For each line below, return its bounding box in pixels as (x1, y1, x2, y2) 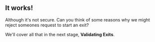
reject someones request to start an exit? (5, 22, 89, 28)
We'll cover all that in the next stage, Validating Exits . (5, 31, 115, 37)
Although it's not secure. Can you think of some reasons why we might (5, 17, 150, 22)
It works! (5, 4, 33, 12)
